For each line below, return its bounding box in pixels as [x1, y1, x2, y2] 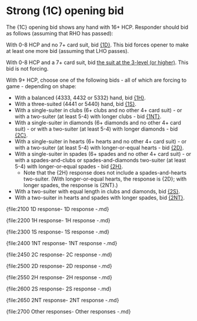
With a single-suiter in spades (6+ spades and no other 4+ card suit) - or [14, 150, 192, 157]
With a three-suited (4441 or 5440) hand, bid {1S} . [14, 100, 136, 107]
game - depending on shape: [6, 82, 76, 89]
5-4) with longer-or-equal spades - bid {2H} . [14, 163, 123, 170]
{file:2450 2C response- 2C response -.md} [6, 251, 113, 258]
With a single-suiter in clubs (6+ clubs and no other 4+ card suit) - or [14, 106, 182, 113]
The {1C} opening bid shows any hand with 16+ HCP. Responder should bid [6, 24, 189, 31]
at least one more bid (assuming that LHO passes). [6, 47, 129, 54]
